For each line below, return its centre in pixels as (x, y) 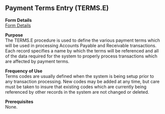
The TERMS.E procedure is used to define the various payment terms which (82, 40)
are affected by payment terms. (37, 61)
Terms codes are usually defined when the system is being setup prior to (80, 76)
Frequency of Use (24, 71)
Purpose (14, 35)
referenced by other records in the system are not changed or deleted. (77, 92)
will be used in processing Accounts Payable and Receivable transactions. (81, 45)
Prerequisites (19, 102)
